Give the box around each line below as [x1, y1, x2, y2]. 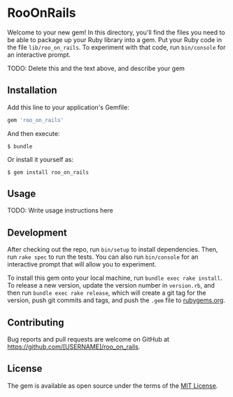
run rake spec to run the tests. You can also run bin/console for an [7, 253, 199, 261]
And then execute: [7, 129, 60, 137]
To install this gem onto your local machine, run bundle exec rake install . [7, 274, 223, 282]
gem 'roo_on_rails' [7, 116, 64, 123]
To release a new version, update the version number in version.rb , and [7, 281, 216, 290]
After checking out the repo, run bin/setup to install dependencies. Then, [7, 245, 218, 254]
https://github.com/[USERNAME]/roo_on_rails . [7, 342, 141, 351]
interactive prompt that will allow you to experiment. [7, 260, 157, 269]
